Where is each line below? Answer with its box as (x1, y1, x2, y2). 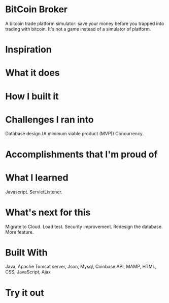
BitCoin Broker (5, 4, 68, 15)
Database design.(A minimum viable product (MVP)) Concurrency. (5, 131, 144, 137)
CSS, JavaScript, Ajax (5, 269, 51, 275)
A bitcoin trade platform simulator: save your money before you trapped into (5, 20, 164, 27)
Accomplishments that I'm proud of (5, 148, 158, 160)
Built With (5, 246, 48, 258)
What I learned (5, 172, 69, 183)
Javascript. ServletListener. (5, 189, 62, 195)
